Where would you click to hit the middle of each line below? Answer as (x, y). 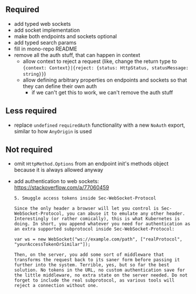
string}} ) (34, 73)
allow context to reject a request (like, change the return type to (100, 61)
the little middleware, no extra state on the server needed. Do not (101, 275)
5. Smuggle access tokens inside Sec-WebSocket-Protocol (85, 198)
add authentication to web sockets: (56, 181)
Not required (29, 150)
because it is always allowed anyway (58, 170)
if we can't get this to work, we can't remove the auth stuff (102, 92)
